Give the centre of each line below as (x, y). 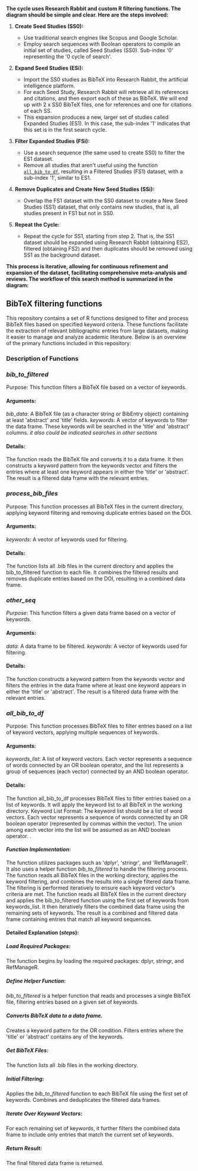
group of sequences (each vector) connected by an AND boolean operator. (98, 771)
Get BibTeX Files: (27, 1050)
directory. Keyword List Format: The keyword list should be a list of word (94, 811)
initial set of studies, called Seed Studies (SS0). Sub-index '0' (98, 50)
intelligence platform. (49, 86)
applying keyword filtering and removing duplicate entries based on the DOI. (99, 512)
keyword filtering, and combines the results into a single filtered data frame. (98, 881)
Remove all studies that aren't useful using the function (91, 165)
